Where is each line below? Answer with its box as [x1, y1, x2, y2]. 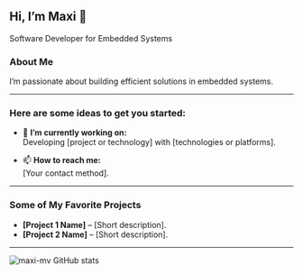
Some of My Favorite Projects [9, 199, 142, 212]
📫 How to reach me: [22, 155, 101, 166]
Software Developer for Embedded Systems [9, 32, 173, 43]
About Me [9, 55, 54, 68]
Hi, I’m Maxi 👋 [9, 9, 87, 24]
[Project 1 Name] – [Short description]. [22, 219, 167, 230]
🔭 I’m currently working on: [22, 127, 127, 138]
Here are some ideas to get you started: [9, 107, 187, 120]
